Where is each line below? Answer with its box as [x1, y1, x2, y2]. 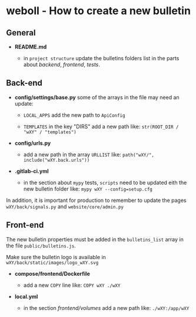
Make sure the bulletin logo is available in [6, 253, 106, 260]
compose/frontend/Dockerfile [14, 270, 90, 277]
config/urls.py [14, 139, 51, 146]
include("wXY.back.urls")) [23, 157, 90, 163]
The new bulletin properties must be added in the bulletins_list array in [6, 236, 184, 243]
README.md [14, 43, 47, 50]
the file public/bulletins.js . [6, 242, 77, 249]
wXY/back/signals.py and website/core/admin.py [6, 202, 124, 210]
